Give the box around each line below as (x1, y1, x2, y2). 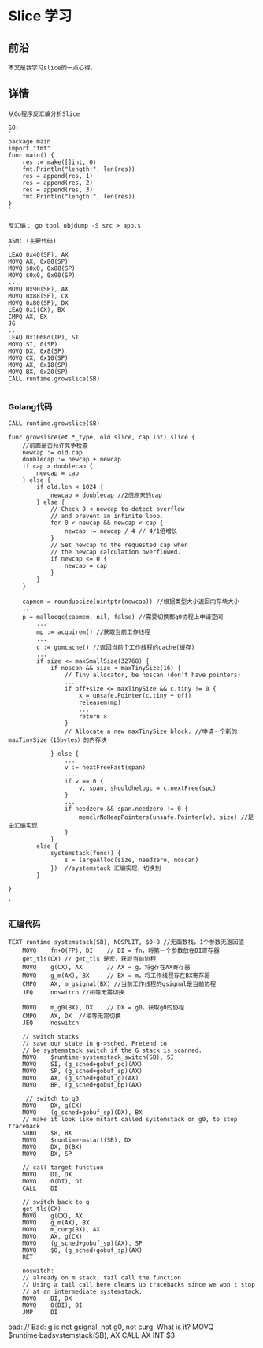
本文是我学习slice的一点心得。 (8, 64, 97, 72)
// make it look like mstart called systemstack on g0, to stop (22, 1116, 238, 1124)
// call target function (22, 1164, 104, 1172)
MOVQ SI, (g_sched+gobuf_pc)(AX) (22, 1061, 143, 1068)
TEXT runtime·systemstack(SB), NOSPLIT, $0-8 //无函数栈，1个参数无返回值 (8, 939, 245, 946)
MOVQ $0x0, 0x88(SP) (8, 265, 76, 272)
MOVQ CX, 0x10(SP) (8, 354, 69, 362)
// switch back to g (22, 1198, 90, 1206)
